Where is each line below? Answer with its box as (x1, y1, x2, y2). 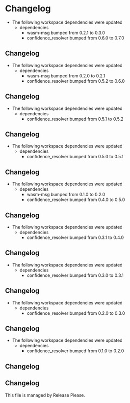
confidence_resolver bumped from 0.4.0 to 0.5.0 (26, 197, 125, 202)
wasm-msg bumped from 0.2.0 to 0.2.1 (26, 72, 105, 79)
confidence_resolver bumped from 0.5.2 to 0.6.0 (26, 78, 125, 84)
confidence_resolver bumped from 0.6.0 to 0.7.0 (26, 35, 124, 41)
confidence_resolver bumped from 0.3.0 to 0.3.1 (26, 272, 124, 278)
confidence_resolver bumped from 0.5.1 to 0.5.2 (26, 116, 124, 122)
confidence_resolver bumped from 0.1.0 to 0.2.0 (26, 348, 124, 354)
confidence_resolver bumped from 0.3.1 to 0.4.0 (26, 235, 124, 240)
